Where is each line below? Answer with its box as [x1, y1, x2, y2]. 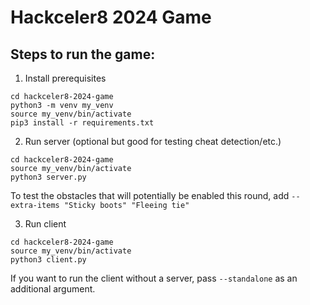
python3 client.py [10, 255, 87, 265]
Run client [24, 218, 67, 230]
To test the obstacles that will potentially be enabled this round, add [10, 190, 290, 201]
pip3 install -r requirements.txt [10, 118, 155, 128]
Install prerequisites [24, 72, 107, 84]
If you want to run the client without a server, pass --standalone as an [10, 272, 298, 284]
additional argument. [10, 283, 96, 295]
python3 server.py [10, 172, 87, 182]
